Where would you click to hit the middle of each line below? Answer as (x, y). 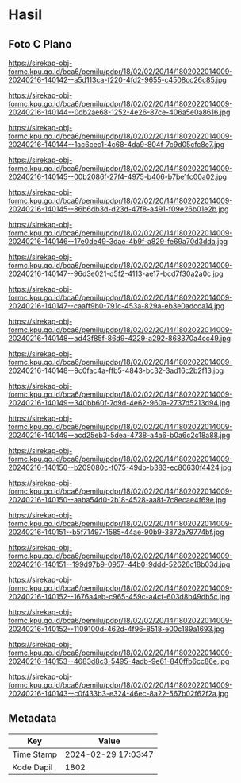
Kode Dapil (33, 767)
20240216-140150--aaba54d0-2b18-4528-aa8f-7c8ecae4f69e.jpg (117, 500)
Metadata (33, 718)
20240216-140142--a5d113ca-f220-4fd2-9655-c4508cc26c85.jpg (118, 80)
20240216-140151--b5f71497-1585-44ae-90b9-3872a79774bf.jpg (116, 532)
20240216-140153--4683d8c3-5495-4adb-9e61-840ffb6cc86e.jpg (119, 661)
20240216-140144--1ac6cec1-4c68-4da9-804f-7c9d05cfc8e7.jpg (117, 144)
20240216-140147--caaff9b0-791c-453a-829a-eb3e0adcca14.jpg (117, 306)
